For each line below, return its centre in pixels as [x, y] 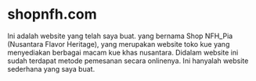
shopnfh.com [52, 14]
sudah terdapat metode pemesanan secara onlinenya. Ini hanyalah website [128, 61]
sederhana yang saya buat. [51, 69]
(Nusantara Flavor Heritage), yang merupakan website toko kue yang [119, 44]
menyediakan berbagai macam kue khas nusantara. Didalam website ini [123, 52]
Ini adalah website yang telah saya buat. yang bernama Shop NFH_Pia [120, 36]
